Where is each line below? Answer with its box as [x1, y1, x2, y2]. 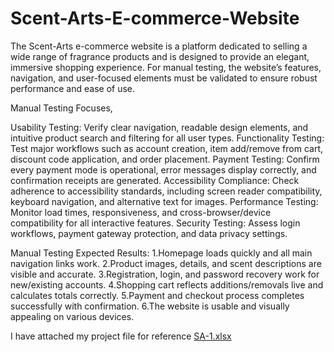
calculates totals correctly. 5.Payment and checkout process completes [10, 289, 305, 301]
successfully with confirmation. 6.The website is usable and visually [10, 300, 290, 312]
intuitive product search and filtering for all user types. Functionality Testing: [10, 132, 325, 144]
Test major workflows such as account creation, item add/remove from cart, [10, 142, 324, 154]
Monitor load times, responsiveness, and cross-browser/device [10, 206, 272, 218]
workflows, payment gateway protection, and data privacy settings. [10, 227, 288, 239]
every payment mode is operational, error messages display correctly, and [10, 163, 317, 176]
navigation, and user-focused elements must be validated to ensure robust [10, 72, 318, 84]
